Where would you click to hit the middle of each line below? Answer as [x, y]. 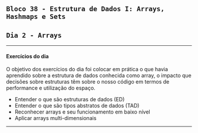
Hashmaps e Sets [36, 17]
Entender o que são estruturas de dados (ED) [70, 99]
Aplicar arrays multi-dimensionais [55, 118]
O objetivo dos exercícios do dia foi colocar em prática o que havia [87, 69]
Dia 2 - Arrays [34, 35]
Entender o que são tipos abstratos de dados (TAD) [77, 106]
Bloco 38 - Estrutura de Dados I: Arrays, [85, 9]
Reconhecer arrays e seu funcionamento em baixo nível [82, 112]
